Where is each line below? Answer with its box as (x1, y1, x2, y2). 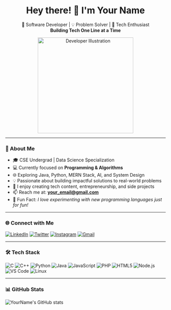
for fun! (12, 202, 29, 208)
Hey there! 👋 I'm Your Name (26, 5, 145, 16)
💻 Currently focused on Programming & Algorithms (12, 164, 123, 171)
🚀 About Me (5, 145, 35, 152)
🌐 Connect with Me (5, 220, 54, 227)
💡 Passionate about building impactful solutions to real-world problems (12, 178, 162, 184)
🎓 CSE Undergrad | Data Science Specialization (12, 157, 115, 163)
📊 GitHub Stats (5, 285, 44, 293)
